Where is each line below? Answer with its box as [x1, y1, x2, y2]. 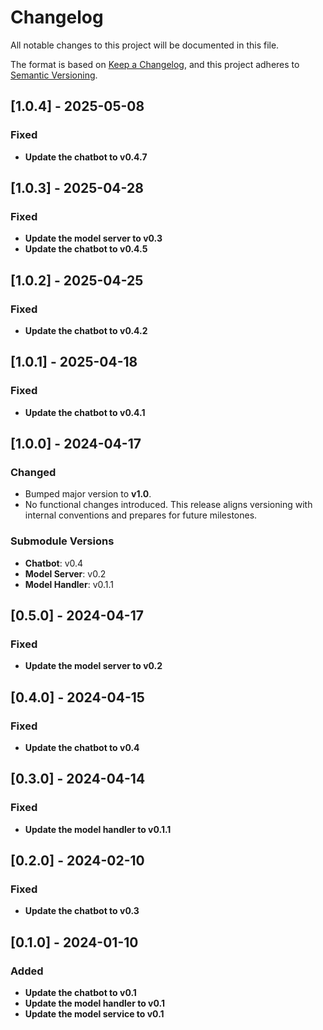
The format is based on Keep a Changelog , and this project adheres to [10, 58, 300, 70]
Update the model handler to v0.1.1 [24, 823, 172, 835]
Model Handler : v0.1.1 [24, 578, 115, 590]
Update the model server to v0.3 [24, 232, 163, 245]
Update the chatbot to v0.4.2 [24, 325, 148, 336]
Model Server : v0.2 [24, 567, 107, 580]
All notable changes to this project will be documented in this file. [10, 39, 280, 51]
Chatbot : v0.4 [24, 557, 84, 569]
